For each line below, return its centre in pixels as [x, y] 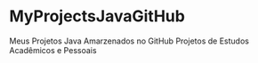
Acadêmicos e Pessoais [53, 50]
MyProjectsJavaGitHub [97, 16]
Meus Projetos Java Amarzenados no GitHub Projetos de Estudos [129, 41]
